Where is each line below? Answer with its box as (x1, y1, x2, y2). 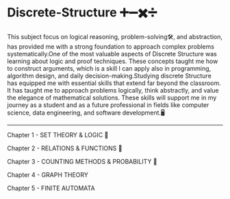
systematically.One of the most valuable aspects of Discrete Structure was (7, 49, 217, 58)
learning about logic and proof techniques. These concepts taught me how (7, 57, 218, 65)
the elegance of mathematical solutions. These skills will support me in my (7, 93, 217, 102)
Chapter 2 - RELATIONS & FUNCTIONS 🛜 (7, 144, 123, 152)
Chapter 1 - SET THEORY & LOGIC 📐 (7, 130, 109, 139)
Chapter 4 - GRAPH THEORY (7, 170, 89, 178)
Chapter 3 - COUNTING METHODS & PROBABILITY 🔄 (7, 157, 157, 165)
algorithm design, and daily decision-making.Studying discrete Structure (7, 71, 212, 80)
